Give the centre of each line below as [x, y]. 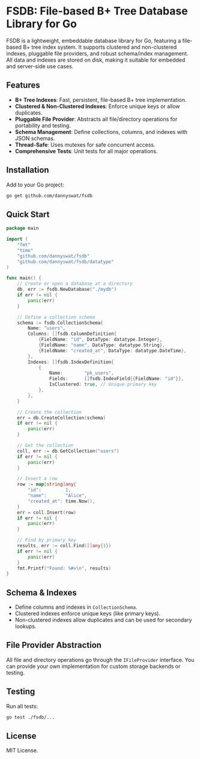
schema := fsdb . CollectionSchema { [60, 323]
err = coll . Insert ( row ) [47, 512]
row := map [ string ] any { [47, 484]
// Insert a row [38, 479]
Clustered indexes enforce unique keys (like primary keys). [88, 614]
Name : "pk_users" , [81, 373]
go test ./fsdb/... [31, 717]
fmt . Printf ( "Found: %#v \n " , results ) [64, 568]
